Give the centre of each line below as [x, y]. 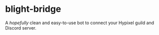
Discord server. [21, 28]
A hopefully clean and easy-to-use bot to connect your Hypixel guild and [80, 23]
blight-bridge [33, 9]
